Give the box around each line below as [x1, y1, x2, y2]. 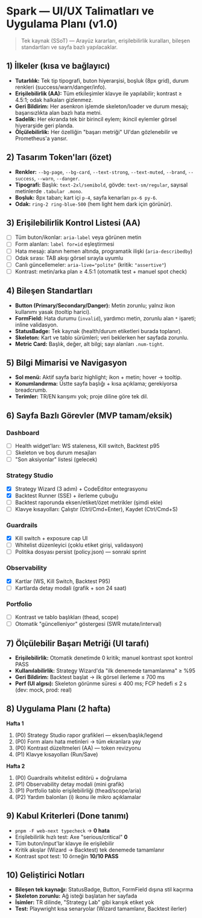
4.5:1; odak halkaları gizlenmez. [14, 96, 93, 103]
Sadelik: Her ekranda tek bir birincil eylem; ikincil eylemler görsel [14, 115, 177, 123]
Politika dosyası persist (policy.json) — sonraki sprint [14, 548, 147, 556]
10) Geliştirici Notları [6, 870, 85, 880]
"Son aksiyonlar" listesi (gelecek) [14, 456, 98, 463]
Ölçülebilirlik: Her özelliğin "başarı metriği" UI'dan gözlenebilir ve [14, 128, 178, 135]
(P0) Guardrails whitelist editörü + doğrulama [14, 774, 127, 781]
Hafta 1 [6, 719, 24, 727]
